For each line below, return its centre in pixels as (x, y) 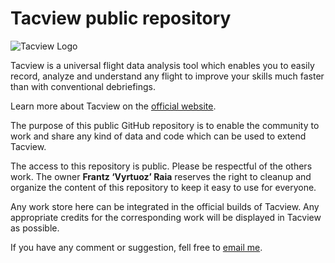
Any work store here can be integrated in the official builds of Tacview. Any (165, 206)
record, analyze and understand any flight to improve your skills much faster (167, 76)
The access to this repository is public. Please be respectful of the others (161, 166)
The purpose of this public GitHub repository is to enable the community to (165, 125)
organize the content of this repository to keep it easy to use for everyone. (163, 187)
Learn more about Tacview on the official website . (113, 106)
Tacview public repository (121, 18)
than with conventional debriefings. (83, 86)
